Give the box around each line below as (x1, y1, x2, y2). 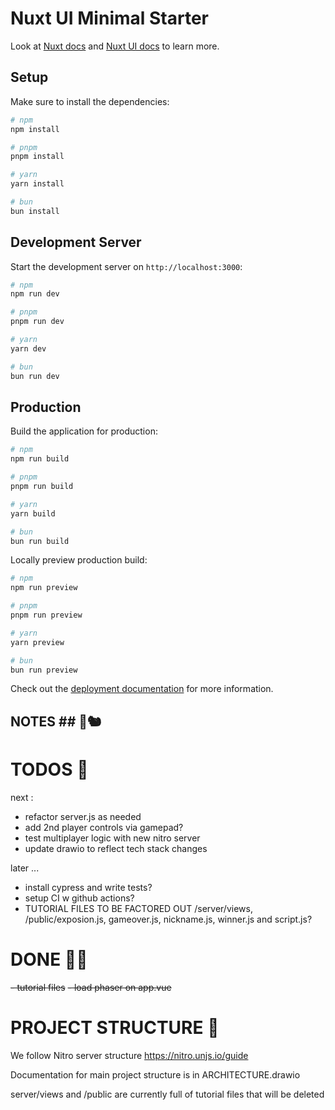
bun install (10, 206, 60, 216)
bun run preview (10, 665, 78, 675)
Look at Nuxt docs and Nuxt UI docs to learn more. (10, 40, 220, 52)
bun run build (10, 536, 70, 546)
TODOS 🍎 (10, 758, 89, 781)
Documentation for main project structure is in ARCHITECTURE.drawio (10, 1068, 301, 1081)
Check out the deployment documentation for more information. (10, 683, 274, 695)
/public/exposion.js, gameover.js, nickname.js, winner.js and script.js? (24, 913, 313, 925)
